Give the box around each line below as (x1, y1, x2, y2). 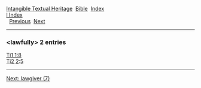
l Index (6, 11, 23, 18)
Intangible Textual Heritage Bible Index (6, 5, 105, 12)
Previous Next (8, 18, 45, 24)
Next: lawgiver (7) (6, 75, 50, 82)
